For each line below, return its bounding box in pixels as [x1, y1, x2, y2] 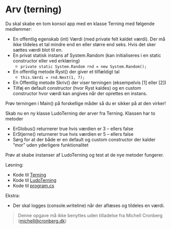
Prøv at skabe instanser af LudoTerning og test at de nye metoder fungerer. [5, 152, 164, 158]
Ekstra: [5, 192, 20, 198]
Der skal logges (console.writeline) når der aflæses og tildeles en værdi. [12, 202, 165, 209]
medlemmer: [5, 26, 32, 32]
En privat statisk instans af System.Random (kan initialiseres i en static [12, 52, 161, 58]
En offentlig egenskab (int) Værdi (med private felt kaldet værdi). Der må [12, 36, 165, 42]
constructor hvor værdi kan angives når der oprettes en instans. [12, 90, 147, 96]
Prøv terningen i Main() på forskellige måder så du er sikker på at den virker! [5, 100, 166, 106]
